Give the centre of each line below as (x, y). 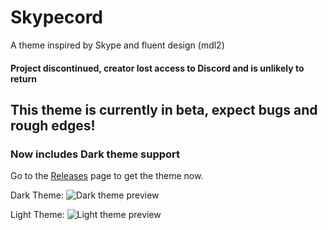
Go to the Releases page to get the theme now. (107, 176)
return (24, 78)
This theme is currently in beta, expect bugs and (164, 109)
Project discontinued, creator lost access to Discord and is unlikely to (157, 68)
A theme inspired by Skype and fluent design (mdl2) (117, 45)
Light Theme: (37, 215)
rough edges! (53, 125)
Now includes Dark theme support (95, 154)
